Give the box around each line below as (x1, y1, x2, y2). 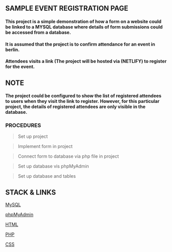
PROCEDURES (5, 122, 41, 129)
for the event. (5, 64, 35, 70)
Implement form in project (17, 143, 73, 150)
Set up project (17, 133, 48, 140)
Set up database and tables (17, 173, 76, 179)
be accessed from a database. (5, 29, 71, 35)
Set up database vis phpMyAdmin (17, 163, 90, 170)
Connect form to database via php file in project (17, 153, 119, 159)
